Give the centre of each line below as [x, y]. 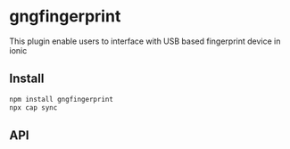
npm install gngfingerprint [62, 99]
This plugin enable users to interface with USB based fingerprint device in [145, 41]
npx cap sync [33, 108]
